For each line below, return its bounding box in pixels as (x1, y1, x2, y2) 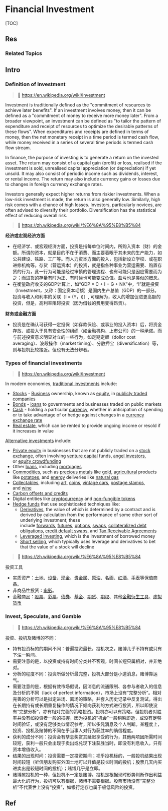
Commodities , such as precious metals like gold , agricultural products (12, 469, 157, 475)
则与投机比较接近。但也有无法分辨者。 (12, 346, 92, 352)
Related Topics (5, 50, 43, 57)
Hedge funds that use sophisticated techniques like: (12, 501, 120, 507)
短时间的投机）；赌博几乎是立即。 (34, 765, 103, 771)
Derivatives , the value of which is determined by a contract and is (20, 507, 156, 513)
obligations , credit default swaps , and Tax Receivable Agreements (20, 528, 157, 534)
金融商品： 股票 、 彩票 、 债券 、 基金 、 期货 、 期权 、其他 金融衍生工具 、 (12, 594, 153, 600)
